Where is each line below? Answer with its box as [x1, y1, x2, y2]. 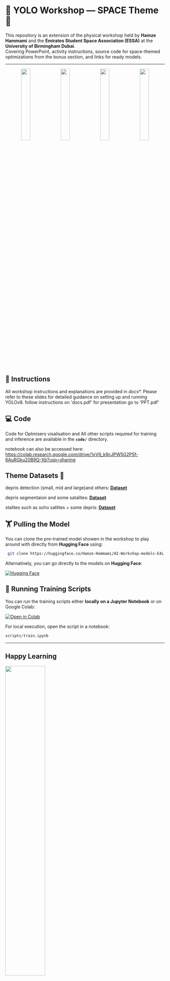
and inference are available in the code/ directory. [5, 436, 108, 442]
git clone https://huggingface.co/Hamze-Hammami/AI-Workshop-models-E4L [7, 551, 164, 556]
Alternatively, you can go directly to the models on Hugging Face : [5, 560, 143, 566]
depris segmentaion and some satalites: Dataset [5, 495, 106, 501]
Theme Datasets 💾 [5, 471, 64, 480]
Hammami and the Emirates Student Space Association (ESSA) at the [5, 38, 153, 44]
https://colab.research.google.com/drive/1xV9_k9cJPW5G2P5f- [5, 451, 139, 457]
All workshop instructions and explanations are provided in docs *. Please [5, 388, 157, 394]
